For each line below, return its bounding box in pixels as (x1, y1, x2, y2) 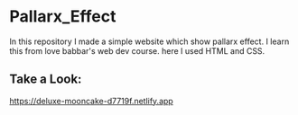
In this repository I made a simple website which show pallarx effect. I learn (9, 36, 290, 47)
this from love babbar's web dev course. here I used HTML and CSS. (9, 45, 265, 56)
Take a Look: (9, 72, 82, 87)
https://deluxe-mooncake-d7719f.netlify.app (9, 95, 173, 106)
